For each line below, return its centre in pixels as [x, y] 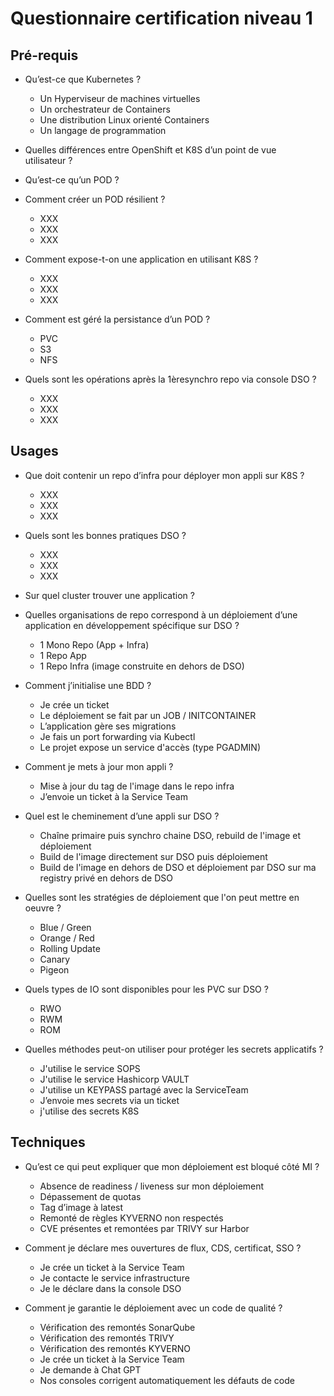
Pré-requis [44, 55]
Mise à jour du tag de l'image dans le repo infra [137, 786]
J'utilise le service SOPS [90, 1068]
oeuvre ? [43, 908]
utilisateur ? [48, 160]
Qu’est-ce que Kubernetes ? [83, 79]
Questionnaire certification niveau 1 [161, 18]
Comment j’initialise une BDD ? [88, 685]
